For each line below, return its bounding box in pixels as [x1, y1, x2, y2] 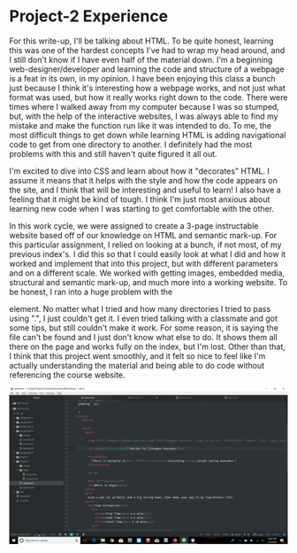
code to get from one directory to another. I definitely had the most [9, 139, 253, 150]
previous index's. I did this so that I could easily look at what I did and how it [9, 248, 286, 259]
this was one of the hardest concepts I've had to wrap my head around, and [9, 44, 286, 55]
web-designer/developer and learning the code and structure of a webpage [9, 64, 285, 74]
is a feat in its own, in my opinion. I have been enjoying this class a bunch [9, 73, 276, 83]
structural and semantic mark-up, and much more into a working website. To [9, 276, 288, 287]
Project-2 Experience [9, 6, 169, 27]
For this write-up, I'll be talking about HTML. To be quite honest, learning [9, 35, 274, 46]
